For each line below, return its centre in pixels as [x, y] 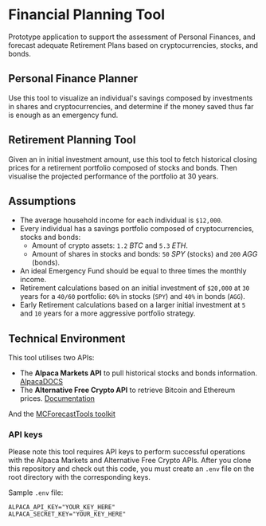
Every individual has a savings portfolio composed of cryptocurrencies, [137, 229]
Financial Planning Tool [87, 15]
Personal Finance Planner [73, 79]
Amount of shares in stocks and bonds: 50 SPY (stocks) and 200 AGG [145, 254]
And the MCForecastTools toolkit [62, 414]
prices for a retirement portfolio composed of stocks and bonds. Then [123, 167]
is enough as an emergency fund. [63, 115]
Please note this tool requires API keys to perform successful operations [127, 452]
